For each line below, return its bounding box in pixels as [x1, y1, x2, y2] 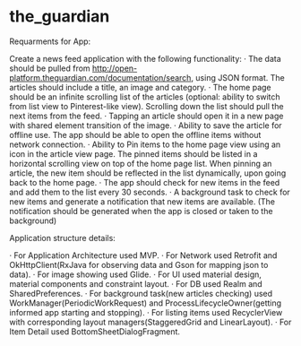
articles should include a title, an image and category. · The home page [9, 82, 271, 92]
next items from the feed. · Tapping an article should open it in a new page [9, 110, 284, 121]
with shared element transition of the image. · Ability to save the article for [9, 119, 282, 131]
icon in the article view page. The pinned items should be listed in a [9, 148, 258, 159]
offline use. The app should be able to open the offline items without [9, 129, 262, 140]
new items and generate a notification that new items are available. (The [9, 195, 276, 207]
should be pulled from [9, 63, 91, 74]
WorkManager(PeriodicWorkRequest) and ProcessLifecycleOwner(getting [9, 298, 282, 308]
